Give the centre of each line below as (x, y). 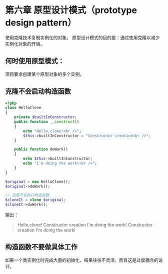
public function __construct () (47, 122)
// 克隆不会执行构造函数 (27, 195)
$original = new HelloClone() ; (38, 181)
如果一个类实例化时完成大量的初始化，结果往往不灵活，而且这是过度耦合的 (82, 260)
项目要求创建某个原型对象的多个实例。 (44, 74)
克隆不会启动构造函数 (38, 91)
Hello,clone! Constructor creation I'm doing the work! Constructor (85, 225)
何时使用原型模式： (35, 61)
